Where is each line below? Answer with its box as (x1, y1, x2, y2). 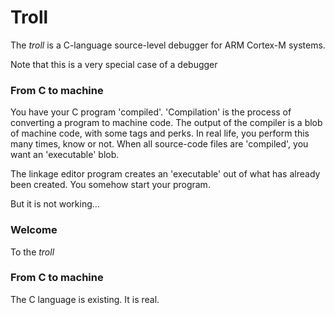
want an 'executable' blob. (10, 149, 120, 161)
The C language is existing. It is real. (10, 293, 160, 305)
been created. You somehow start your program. (10, 179, 211, 191)
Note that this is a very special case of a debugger (10, 58, 218, 70)
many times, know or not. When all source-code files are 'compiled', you (10, 138, 309, 150)
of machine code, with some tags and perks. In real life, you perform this (10, 127, 310, 140)
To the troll (10, 246, 55, 258)
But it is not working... (10, 198, 100, 210)
